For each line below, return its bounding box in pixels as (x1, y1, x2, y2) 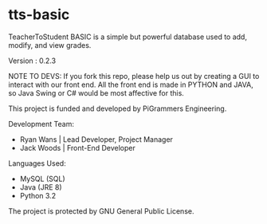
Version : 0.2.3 (8, 56, 57, 65)
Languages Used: (8, 158, 66, 168)
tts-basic (8, 6, 70, 24)
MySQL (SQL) (19, 174, 65, 183)
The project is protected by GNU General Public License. (8, 206, 194, 216)
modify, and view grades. (8, 40, 92, 49)
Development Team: (8, 119, 74, 128)
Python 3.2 (19, 191, 57, 200)
